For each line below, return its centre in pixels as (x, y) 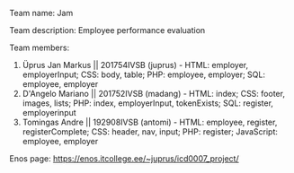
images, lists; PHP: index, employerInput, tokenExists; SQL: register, (148, 103)
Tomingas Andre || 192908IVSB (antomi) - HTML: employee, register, (150, 122)
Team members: (40, 48)
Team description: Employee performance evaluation (107, 30)
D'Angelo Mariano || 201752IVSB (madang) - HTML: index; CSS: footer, (154, 94)
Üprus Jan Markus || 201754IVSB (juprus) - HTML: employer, (135, 65)
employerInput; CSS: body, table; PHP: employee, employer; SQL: (143, 74)
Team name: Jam (41, 13)
